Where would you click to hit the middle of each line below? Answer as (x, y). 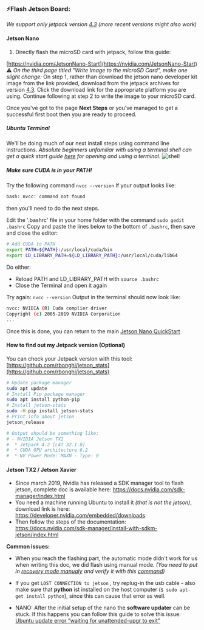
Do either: (19, 267)
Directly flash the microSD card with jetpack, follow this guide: (93, 52)
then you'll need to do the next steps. (53, 209)
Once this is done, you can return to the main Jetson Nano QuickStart (93, 331)
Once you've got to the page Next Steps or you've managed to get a (92, 108)
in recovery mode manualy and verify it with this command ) (90, 571)
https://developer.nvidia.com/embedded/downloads (80, 516)
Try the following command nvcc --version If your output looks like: (91, 185)
